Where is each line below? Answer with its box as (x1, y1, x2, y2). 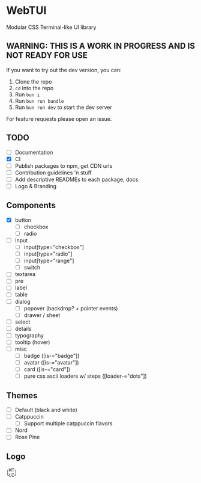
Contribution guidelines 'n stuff (14, 169, 92, 176)
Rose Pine (14, 434, 40, 441)
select (14, 318, 31, 325)
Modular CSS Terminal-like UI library (6, 23, 97, 31)
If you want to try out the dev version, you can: (6, 66, 122, 73)
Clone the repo (14, 78, 52, 85)
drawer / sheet (23, 311, 61, 319)
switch (23, 264, 41, 271)
